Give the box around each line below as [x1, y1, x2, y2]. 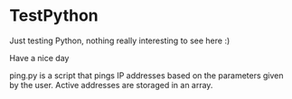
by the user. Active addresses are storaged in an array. [9, 79, 213, 90]
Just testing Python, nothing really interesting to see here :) [9, 35, 231, 46]
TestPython [9, 5, 99, 26]
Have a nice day [9, 52, 70, 63]
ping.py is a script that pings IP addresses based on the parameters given [9, 69, 284, 81]
